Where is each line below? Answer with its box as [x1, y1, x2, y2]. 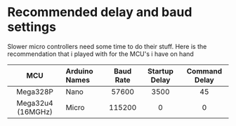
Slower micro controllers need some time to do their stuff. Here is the [7, 42, 207, 50]
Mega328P [16, 87, 54, 97]
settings [7, 19, 56, 35]
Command [186, 66, 223, 76]
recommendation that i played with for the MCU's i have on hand [7, 50, 195, 58]
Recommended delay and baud [7, 4, 192, 20]
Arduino [65, 66, 93, 76]
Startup [147, 66, 173, 76]
